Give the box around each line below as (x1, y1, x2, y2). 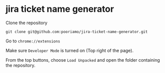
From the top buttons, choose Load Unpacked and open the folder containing (5, 57, 160, 63)
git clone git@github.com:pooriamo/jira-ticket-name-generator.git (5, 29, 148, 34)
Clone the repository (5, 20, 48, 26)
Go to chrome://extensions (5, 38, 60, 44)
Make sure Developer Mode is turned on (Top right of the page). (5, 47, 134, 53)
